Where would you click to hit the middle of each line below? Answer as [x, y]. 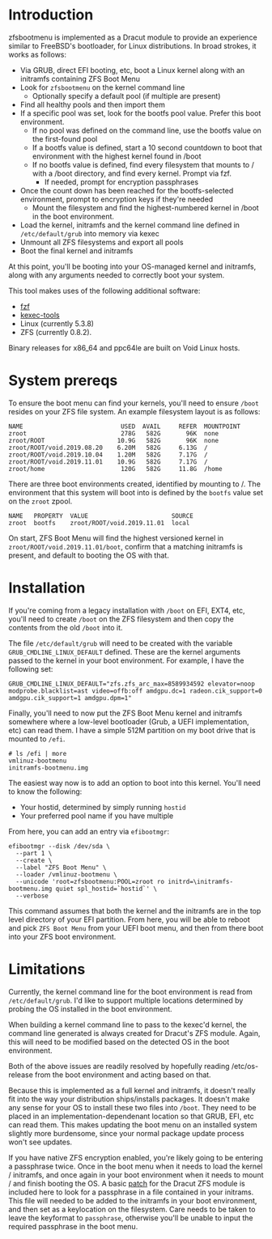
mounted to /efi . [37, 739]
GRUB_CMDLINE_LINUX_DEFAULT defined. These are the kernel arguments [125, 651]
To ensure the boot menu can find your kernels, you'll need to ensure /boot [134, 403]
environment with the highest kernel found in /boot [117, 156]
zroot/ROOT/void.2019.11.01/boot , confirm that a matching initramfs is [125, 546]
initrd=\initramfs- [200, 881]
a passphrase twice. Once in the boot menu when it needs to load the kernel [136, 1166]
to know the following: [45, 791]
